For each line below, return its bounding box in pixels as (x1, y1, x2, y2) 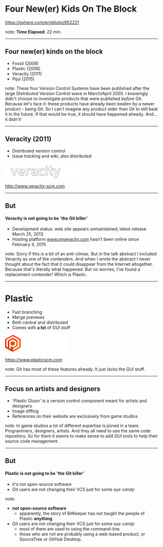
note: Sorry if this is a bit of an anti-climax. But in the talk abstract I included (5, 251, 157, 257)
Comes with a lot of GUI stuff (12, 325, 70, 331)
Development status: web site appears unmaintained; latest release (12, 226, 147, 232)
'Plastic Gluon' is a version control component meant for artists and (12, 397, 147, 404)
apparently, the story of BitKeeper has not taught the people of (19, 510, 145, 516)
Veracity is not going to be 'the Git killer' (5, 215, 88, 221)
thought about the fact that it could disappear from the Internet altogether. (5, 261, 153, 267)
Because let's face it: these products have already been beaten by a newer (5, 101, 155, 106)
